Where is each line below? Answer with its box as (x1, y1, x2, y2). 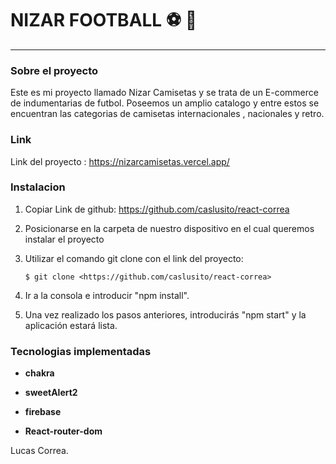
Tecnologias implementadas (10, 344, 152, 358)
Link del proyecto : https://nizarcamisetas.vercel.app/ (10, 155, 230, 167)
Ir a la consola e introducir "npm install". (24, 289, 190, 301)
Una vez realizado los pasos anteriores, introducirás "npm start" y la (24, 308, 307, 321)
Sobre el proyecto (10, 63, 99, 77)
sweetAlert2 (24, 387, 78, 399)
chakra (24, 367, 55, 379)
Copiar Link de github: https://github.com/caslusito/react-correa (24, 203, 290, 215)
